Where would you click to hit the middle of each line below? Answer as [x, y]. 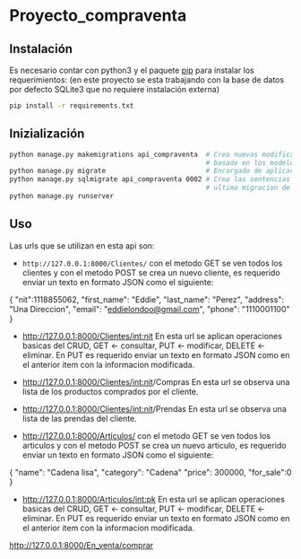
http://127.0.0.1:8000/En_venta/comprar [82, 545]
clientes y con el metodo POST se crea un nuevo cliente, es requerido [151, 272]
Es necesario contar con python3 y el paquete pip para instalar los [132, 70]
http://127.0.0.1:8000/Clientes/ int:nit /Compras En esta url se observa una [156, 381]
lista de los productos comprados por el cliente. [110, 391]
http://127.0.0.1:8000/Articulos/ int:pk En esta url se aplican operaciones [153, 499]
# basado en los [236, 162]
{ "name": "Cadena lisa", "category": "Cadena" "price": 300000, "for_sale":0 [150, 472]
